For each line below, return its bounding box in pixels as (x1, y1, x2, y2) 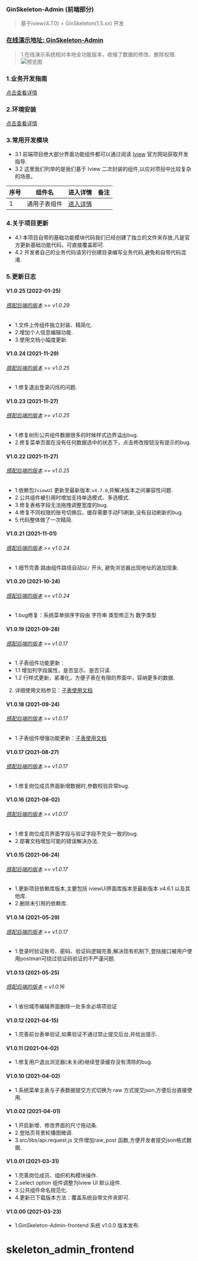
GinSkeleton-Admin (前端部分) (6, 5, 95, 13)
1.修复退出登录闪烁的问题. (14, 384, 77, 391)
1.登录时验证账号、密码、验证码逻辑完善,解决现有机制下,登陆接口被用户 (14, 947, 187, 955)
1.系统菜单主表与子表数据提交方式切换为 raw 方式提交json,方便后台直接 (14, 1086, 187, 1093)
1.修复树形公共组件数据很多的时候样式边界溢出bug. (14, 432, 138, 439)
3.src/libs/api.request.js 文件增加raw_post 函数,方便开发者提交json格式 (14, 1137, 187, 1144)
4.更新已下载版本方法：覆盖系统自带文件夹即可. (14, 1194, 130, 1201)
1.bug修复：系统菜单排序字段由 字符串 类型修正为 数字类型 (14, 612, 157, 619)
